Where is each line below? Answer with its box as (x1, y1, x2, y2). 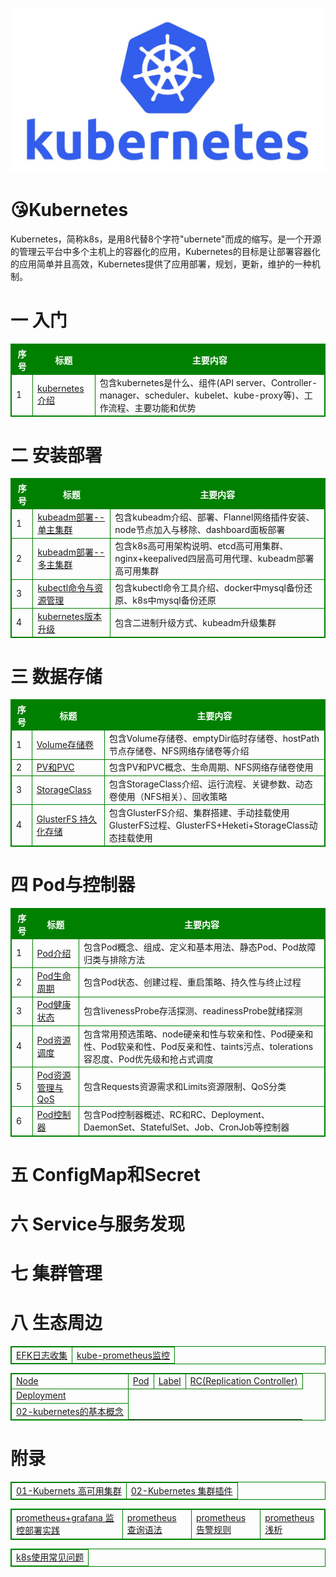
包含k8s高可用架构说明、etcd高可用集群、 (114, 540, 289, 552)
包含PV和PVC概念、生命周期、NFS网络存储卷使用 (108, 761, 314, 773)
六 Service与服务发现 (10, 1213, 186, 1236)
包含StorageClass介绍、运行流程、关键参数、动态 (108, 778, 313, 790)
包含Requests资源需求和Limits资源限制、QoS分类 (83, 1081, 287, 1093)
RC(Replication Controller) (189, 1375, 298, 1387)
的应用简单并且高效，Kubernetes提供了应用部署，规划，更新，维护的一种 (10, 258, 312, 270)
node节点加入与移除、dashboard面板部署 (114, 524, 286, 536)
